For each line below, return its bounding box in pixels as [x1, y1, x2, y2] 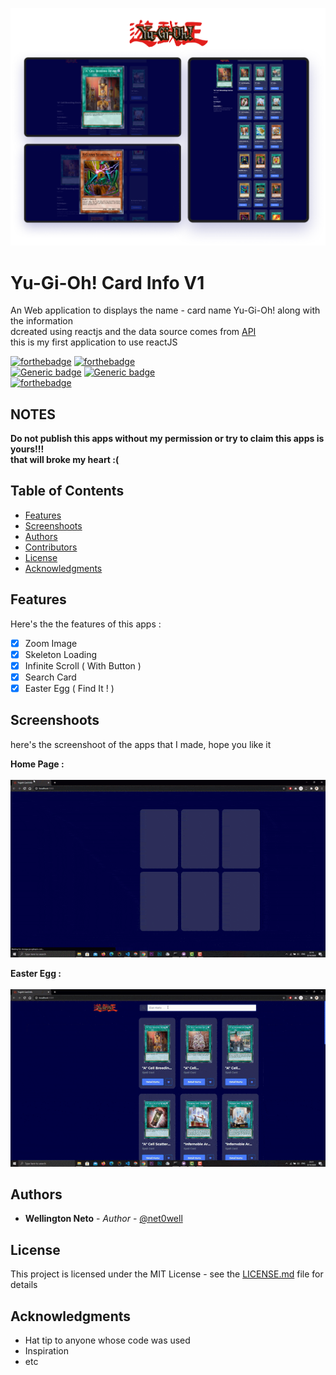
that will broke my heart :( [10, 454, 120, 466]
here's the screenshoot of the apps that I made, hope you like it [10, 738, 272, 750]
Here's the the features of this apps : [10, 618, 162, 630]
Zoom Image [24, 637, 78, 649]
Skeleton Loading [24, 648, 98, 660]
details [10, 1279, 38, 1291]
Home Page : [10, 758, 65, 770]
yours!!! [10, 443, 45, 455]
